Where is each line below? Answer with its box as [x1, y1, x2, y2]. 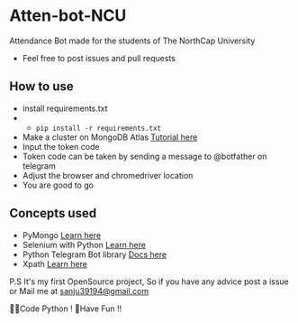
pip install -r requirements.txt [35, 124, 162, 133]
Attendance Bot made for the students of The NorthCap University [9, 35, 256, 46]
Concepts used [9, 206, 97, 221]
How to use [9, 78, 74, 95]
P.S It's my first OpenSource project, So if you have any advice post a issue [9, 276, 290, 287]
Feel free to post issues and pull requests [22, 52, 176, 63]
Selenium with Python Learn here [22, 239, 147, 250]
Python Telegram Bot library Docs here [22, 249, 167, 260]
